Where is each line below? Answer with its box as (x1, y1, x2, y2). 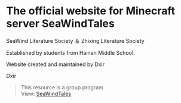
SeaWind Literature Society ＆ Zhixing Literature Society (6, 37, 145, 44)
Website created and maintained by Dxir (6, 61, 105, 68)
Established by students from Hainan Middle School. (6, 49, 136, 56)
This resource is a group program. (20, 83, 105, 90)
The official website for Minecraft (6, 4, 175, 18)
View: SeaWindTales (20, 90, 72, 97)
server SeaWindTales (6, 17, 115, 30)
